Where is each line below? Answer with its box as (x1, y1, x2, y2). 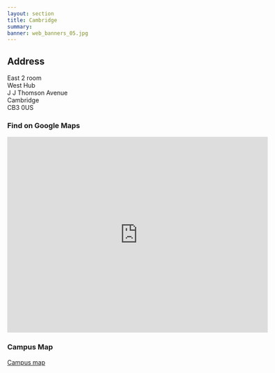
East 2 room (7, 74, 42, 82)
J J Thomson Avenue (7, 88, 68, 97)
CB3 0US (7, 104, 34, 112)
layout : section (7, 10, 54, 17)
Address (7, 55, 45, 67)
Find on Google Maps (7, 120, 81, 130)
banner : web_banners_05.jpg (7, 29, 89, 37)
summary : (7, 23, 33, 30)
